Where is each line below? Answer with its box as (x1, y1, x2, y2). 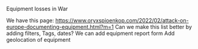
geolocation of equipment (6, 36, 71, 43)
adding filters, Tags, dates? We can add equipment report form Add (6, 30, 175, 37)
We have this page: (6, 17, 54, 24)
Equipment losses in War (6, 5, 68, 12)
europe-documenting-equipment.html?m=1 (6, 24, 114, 30)
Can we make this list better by (114, 24, 193, 30)
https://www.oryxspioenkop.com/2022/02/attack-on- (55, 17, 189, 24)
